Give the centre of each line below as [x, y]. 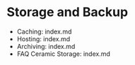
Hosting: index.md [43, 38]
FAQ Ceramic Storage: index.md [63, 54]
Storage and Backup [67, 12]
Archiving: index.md [46, 46]
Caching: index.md [44, 31]
